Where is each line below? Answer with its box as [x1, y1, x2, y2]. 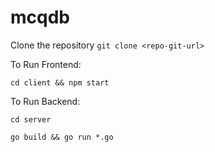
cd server [10, 114, 52, 125]
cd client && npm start [10, 77, 110, 88]
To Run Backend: [10, 95, 81, 107]
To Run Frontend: [10, 58, 82, 70]
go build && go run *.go [10, 132, 114, 142]
